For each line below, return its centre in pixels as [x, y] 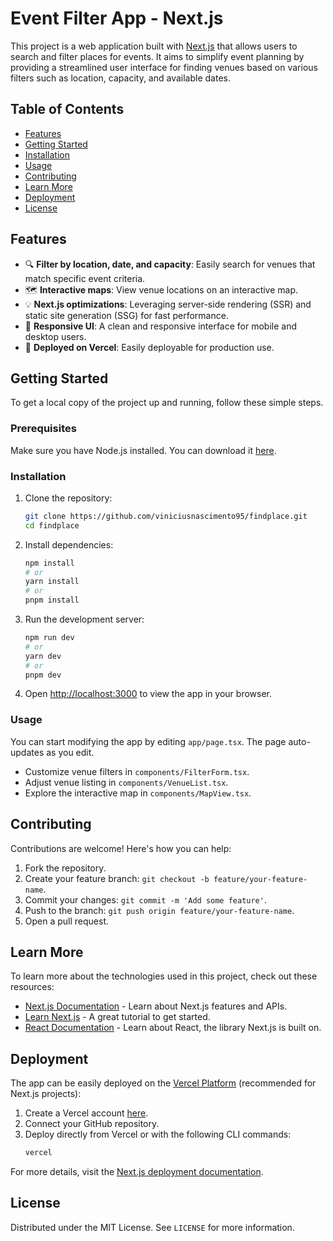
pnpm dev [43, 675]
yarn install [52, 582]
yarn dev [43, 656]
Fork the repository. [65, 868]
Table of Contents [67, 109]
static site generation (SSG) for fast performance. [126, 315]
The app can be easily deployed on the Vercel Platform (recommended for [163, 1083]
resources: [32, 987]
